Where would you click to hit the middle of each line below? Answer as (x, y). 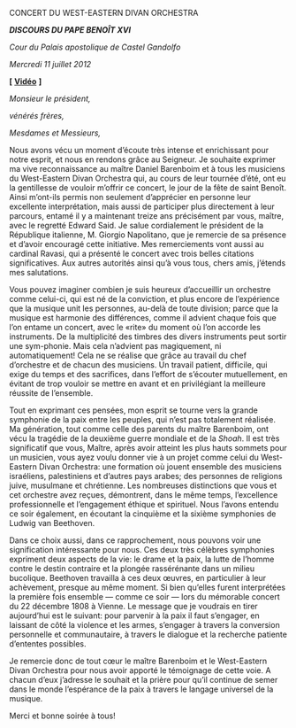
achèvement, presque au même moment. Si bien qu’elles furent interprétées (147, 587)
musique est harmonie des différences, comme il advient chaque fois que (143, 318)
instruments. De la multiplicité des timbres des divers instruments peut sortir (148, 337)
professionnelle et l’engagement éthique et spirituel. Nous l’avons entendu (144, 504)
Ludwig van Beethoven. (52, 523)
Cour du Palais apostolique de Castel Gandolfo (95, 47)
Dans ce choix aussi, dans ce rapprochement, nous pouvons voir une (135, 540)
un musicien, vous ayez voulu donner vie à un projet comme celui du (134, 457)
